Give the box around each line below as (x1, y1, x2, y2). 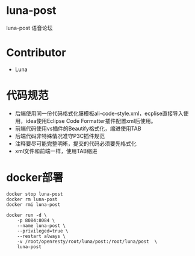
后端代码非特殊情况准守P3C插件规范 (14, 132, 105, 139)
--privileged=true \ (17, 228, 69, 234)
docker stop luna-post (6, 191, 63, 197)
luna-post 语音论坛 (6, 24, 53, 31)
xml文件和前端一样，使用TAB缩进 (14, 147, 97, 154)
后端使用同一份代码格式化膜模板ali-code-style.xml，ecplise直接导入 (14, 110, 184, 117)
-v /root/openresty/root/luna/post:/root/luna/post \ (17, 239, 158, 245)
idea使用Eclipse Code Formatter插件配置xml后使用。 (25, 117, 156, 124)
